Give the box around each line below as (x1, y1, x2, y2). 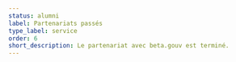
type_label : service (8, 27, 78, 35)
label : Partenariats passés (8, 19, 103, 27)
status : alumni (8, 11, 60, 20)
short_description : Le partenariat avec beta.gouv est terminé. (8, 42, 230, 50)
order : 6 (8, 34, 38, 43)
